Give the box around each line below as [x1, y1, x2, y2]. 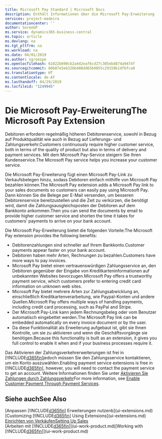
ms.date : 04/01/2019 [5, 52, 47, 57]
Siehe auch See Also [5, 395, 67, 403]
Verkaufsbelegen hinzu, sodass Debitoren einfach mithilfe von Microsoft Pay [5, 177, 158, 183]
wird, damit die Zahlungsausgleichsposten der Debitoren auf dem [5, 203, 135, 209]
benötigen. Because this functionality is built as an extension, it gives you [12, 335, 157, 341]
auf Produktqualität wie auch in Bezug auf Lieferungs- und [5, 137, 122, 142]
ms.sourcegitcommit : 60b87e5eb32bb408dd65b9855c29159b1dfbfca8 [5, 66, 135, 71]
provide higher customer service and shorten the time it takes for [5, 213, 135, 219]
